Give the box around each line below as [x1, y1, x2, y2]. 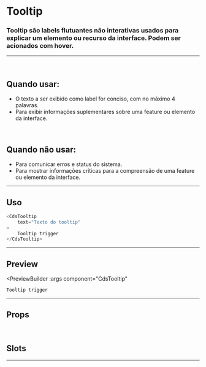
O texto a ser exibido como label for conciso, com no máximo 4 [15, 95, 176, 102]
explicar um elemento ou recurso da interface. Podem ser [6, 34, 181, 42]
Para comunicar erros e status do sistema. [15, 161, 123, 168]
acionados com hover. [6, 42, 74, 50]
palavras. [15, 102, 39, 109]
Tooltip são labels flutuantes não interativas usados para [6, 26, 179, 35]
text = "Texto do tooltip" [17, 219, 81, 225]
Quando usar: [6, 78, 60, 89]
